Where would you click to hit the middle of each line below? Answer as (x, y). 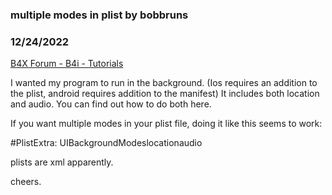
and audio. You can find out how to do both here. (111, 104)
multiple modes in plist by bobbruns (99, 15)
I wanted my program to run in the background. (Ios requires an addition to (164, 83)
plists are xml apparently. (62, 162)
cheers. (26, 182)
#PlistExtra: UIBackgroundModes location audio (106, 143)
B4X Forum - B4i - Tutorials (67, 64)
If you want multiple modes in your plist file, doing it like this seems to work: (166, 124)
